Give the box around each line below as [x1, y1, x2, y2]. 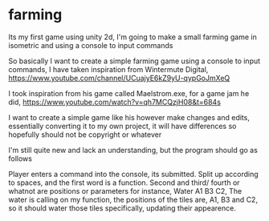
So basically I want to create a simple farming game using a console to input [8, 56, 261, 66]
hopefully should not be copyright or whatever [8, 130, 162, 139]
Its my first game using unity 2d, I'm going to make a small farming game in [8, 32, 257, 42]
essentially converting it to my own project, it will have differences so [8, 121, 237, 131]
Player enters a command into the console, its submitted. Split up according [8, 169, 259, 179]
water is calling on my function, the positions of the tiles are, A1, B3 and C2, [8, 195, 259, 204]
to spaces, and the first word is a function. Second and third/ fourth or [8, 178, 240, 187]
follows [8, 154, 32, 163]
